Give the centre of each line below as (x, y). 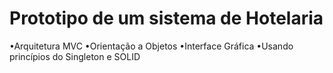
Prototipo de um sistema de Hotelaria (166, 18)
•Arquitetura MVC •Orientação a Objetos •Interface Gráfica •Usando (151, 46)
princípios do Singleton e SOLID (75, 56)
